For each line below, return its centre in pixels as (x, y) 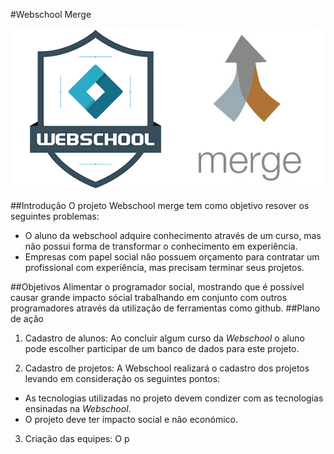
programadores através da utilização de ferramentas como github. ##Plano (165, 308)
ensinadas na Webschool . (78, 408)
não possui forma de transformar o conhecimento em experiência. (161, 246)
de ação (27, 318)
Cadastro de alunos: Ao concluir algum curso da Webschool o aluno (164, 338)
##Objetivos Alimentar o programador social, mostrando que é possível (157, 286)
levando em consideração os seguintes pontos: (122, 378)
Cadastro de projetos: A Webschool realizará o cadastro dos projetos (167, 368)
